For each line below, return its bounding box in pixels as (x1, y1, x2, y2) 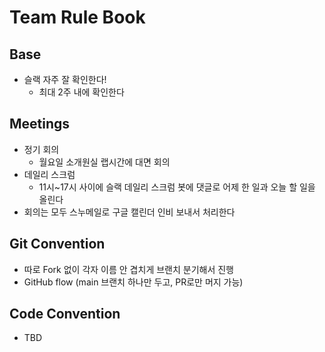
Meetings (9, 116, 71, 133)
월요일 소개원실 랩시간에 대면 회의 (38, 156, 171, 168)
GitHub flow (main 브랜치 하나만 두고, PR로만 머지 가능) (23, 276, 244, 288)
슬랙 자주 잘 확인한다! (23, 74, 107, 85)
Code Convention (9, 306, 121, 323)
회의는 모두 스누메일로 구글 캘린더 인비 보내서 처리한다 (23, 206, 236, 218)
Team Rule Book (9, 6, 146, 29)
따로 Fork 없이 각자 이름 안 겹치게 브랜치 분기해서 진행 (23, 263, 234, 275)
